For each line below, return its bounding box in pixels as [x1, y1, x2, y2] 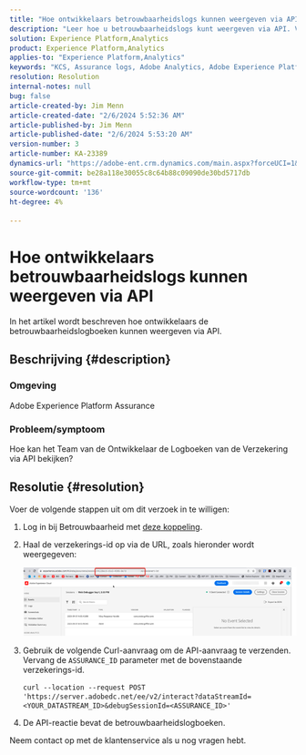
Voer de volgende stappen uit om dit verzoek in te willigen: [9, 504, 230, 515]
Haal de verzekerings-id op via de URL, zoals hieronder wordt [22, 538, 255, 550]
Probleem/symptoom [9, 423, 106, 435]
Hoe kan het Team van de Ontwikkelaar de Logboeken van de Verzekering [9, 444, 289, 454]
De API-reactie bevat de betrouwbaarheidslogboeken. [22, 717, 226, 728]
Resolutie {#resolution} [9, 479, 145, 495]
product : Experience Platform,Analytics [9, 44, 166, 53]
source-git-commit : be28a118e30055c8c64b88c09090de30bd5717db [9, 168, 250, 178]
